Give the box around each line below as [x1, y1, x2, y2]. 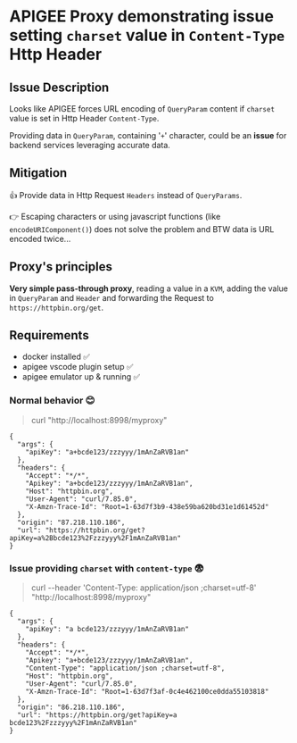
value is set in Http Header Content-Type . [9, 113, 160, 123]
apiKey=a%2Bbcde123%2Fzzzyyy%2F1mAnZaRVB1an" [9, 533, 181, 542]
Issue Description [9, 79, 110, 95]
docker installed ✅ [21, 351, 91, 363]
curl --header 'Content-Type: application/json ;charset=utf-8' [30, 582, 257, 593]
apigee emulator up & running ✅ [21, 371, 141, 382]
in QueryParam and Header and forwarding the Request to [9, 292, 214, 303]
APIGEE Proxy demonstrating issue [9, 6, 275, 27]
